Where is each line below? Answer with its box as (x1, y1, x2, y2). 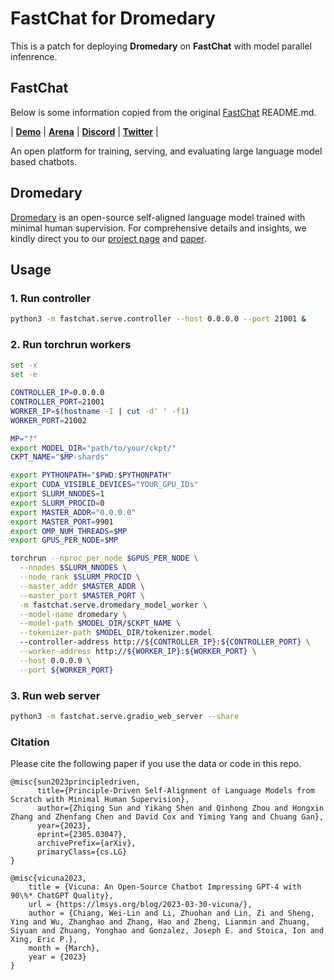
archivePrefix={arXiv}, (36, 838, 137, 849)
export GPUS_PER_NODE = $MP (10, 535, 118, 546)
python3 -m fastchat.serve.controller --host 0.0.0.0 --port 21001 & (10, 314, 307, 324)
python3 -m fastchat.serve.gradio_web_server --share (10, 711, 240, 721)
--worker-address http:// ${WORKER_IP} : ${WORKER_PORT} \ (19, 647, 257, 657)
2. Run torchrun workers (10, 338, 132, 352)
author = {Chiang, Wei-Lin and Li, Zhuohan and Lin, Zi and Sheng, (28, 908, 315, 919)
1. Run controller (10, 291, 92, 305)
